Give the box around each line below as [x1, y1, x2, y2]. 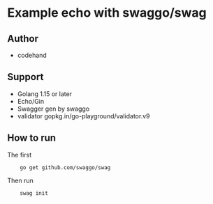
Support [7, 71, 44, 83]
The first [7, 150, 32, 159]
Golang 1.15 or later [17, 89, 72, 98]
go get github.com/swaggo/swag [20, 164, 111, 171]
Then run [7, 176, 34, 185]
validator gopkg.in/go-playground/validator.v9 [17, 111, 150, 120]
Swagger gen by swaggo [17, 104, 89, 113]
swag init [20, 189, 49, 196]
